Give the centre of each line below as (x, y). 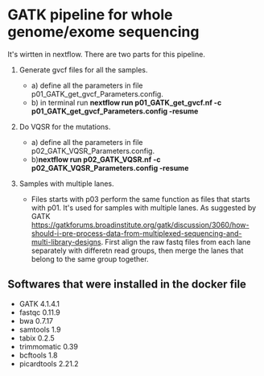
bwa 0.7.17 (36, 320)
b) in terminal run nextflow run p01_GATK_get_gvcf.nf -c (126, 102)
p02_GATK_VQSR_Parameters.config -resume (110, 167)
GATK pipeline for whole (90, 15)
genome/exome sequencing (103, 32)
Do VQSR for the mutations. (65, 126)
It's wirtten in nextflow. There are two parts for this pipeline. (107, 54)
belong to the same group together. (90, 258)
